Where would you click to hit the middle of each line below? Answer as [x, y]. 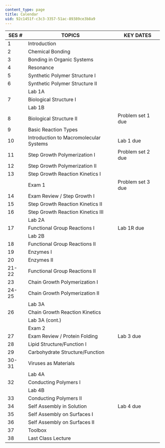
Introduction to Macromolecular [64, 138]
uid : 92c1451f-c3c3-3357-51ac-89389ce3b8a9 [50, 19]
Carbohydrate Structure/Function [66, 352]
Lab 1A [36, 91]
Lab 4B [36, 390]
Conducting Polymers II [55, 398]
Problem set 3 [134, 182]
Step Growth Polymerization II [62, 166]
